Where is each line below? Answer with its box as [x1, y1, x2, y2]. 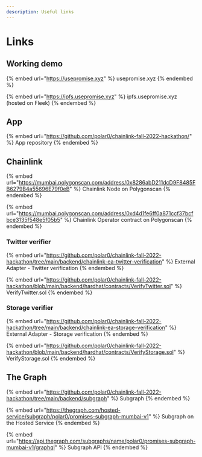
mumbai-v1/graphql [6, 444, 55, 451]
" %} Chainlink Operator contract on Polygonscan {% [60, 216, 192, 224]
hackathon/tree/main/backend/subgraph [6, 394, 107, 402]
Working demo [6, 58, 63, 69]
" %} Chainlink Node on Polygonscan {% [69, 185, 171, 193]
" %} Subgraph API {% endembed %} [54, 444, 148, 451]
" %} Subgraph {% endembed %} [106, 394, 191, 402]
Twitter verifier [6, 238, 51, 246]
